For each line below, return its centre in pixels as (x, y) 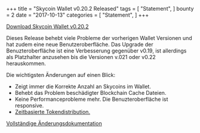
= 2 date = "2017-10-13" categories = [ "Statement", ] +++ (78, 15)
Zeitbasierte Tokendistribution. (53, 112)
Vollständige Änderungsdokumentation (54, 123)
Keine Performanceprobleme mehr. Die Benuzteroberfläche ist (91, 99)
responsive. (29, 106)
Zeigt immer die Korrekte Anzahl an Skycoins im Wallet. (83, 86)
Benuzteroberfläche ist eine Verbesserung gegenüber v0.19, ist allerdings (96, 51)
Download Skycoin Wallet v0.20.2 (47, 27)
